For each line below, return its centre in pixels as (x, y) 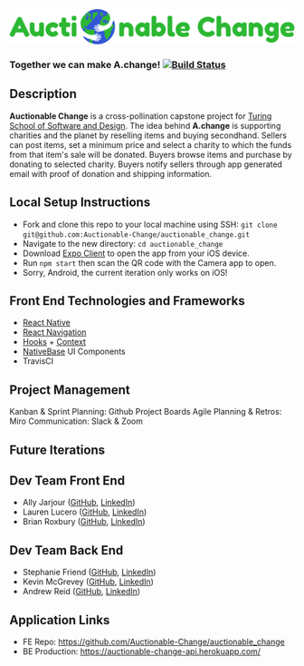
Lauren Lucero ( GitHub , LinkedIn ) (85, 512)
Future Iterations (57, 450)
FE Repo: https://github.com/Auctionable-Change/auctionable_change (153, 642)
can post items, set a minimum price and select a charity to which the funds (151, 144)
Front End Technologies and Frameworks (128, 301)
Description (43, 94)
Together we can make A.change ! (85, 64)
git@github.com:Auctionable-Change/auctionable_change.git (136, 235)
